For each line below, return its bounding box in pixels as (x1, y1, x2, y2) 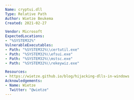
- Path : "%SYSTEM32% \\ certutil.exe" (5, 47, 79, 52)
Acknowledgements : (5, 78, 42, 84)
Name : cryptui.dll (5, 7, 42, 12)
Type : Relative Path (5, 12, 47, 16)
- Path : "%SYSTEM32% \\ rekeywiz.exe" (5, 61, 79, 66)
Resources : (5, 70, 27, 74)
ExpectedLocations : (5, 34, 45, 39)
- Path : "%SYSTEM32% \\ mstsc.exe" (5, 56, 73, 61)
